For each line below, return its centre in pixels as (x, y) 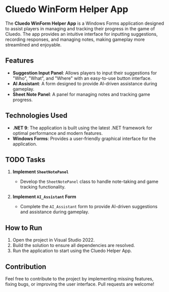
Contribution (26, 266)
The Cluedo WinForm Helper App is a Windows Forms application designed (85, 23)
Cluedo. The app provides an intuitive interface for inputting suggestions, (81, 34)
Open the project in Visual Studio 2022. (54, 240)
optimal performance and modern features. (57, 133)
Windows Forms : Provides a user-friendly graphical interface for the (84, 138)
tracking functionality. (43, 187)
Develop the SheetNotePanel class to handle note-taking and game (89, 182)
